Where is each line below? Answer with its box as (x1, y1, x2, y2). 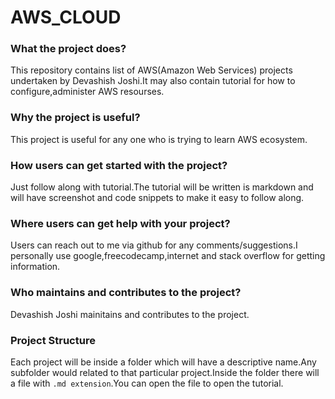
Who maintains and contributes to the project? (10, 286, 242, 300)
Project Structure (10, 333, 96, 347)
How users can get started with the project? (10, 158, 228, 172)
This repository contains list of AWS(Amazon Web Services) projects (10, 64, 293, 76)
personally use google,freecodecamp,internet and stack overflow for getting (10, 250, 326, 262)
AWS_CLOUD (10, 6, 122, 29)
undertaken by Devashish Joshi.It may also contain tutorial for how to (10, 75, 296, 87)
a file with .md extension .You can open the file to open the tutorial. (10, 377, 284, 389)
